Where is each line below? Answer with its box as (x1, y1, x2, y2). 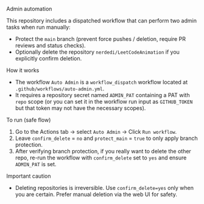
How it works (6, 67, 40, 74)
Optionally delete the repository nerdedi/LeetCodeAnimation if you (15, 48, 180, 56)
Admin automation (6, 5, 52, 12)
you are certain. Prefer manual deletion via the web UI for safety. (15, 191, 178, 198)
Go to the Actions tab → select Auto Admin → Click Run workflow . (15, 128, 177, 135)
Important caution (6, 172, 51, 180)
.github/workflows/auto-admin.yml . (15, 85, 105, 92)
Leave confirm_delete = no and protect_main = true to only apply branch (15, 134, 198, 142)
